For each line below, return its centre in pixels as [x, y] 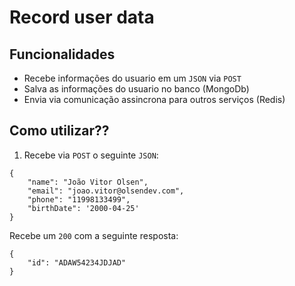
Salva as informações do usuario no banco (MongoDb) [136, 89]
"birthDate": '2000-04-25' [83, 208]
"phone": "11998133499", [79, 199]
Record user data [82, 17]
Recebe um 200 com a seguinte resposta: [94, 235]
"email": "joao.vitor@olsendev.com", [106, 191]
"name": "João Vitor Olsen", [88, 182]
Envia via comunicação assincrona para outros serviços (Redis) [154, 99]
